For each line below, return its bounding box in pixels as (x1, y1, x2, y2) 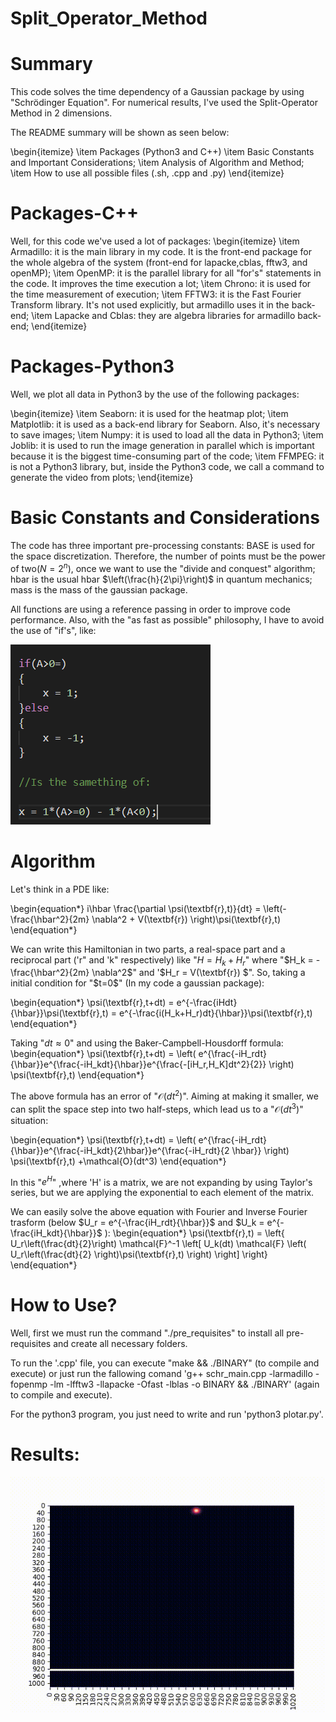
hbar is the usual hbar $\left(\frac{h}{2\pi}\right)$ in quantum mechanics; (10, 573, 313, 585)
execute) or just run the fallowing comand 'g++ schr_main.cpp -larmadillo (10, 1368, 313, 1380)
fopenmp (10, 1378, 48, 1391)
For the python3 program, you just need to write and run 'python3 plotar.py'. (10, 1408, 324, 1421)
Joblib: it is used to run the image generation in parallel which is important (10, 440, 315, 451)
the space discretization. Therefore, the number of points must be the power (10, 550, 326, 562)
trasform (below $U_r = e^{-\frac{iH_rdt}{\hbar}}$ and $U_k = (10, 1217, 265, 1229)
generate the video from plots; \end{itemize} (10, 472, 194, 483)
